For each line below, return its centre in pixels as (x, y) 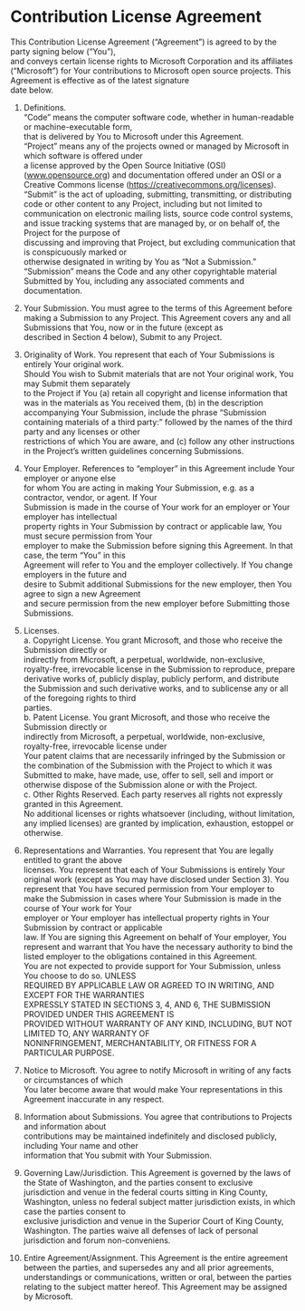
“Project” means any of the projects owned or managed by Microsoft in (156, 146)
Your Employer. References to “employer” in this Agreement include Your (159, 468)
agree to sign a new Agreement (82, 593)
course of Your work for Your (77, 908)
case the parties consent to (74, 1211)
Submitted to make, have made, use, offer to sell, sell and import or (148, 775)
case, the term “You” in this (74, 555)
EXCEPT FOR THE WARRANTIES (84, 995)
